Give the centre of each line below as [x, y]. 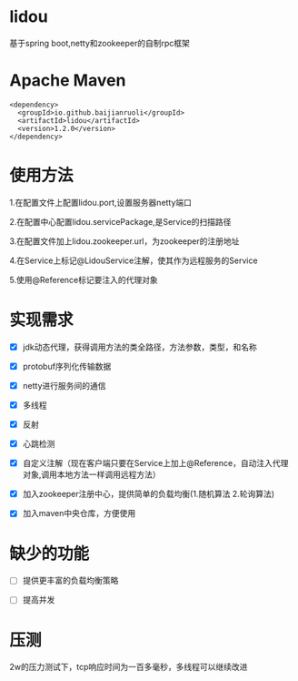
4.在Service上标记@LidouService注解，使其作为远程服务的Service [134, 260]
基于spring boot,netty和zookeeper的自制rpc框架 [100, 43]
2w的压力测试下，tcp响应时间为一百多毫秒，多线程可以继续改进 [129, 667]
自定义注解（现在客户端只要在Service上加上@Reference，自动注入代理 [155, 463]
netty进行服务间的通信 [64, 385]
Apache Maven [68, 81]
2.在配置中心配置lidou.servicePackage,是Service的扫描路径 [120, 221]
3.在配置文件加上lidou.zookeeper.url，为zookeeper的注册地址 [124, 241]
